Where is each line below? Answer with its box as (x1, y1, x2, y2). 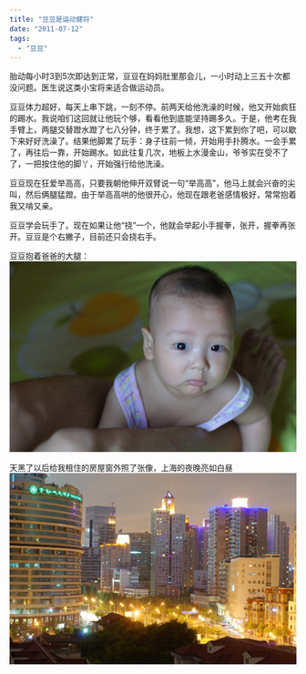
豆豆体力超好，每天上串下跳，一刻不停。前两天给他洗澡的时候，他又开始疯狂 (9, 101, 297, 113)
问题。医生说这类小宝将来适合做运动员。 (16, 82, 169, 93)
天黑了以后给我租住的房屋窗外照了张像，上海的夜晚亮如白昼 (9, 463, 233, 474)
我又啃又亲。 (9, 200, 57, 211)
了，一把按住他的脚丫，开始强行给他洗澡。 (9, 158, 169, 169)
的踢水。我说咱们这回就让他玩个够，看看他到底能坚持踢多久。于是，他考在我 (9, 113, 297, 124)
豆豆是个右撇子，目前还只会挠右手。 (25, 231, 161, 242)
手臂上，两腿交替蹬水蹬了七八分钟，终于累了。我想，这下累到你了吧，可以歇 (9, 124, 297, 136)
